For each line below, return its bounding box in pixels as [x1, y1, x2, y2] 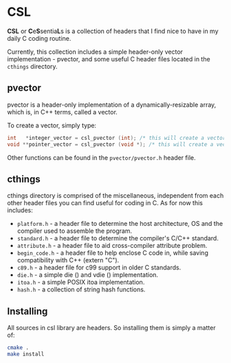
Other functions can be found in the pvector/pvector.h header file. [7, 153, 196, 162]
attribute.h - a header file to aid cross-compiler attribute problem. [16, 242, 208, 250]
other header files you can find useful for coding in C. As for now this [7, 199, 203, 207]
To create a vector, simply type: [7, 121, 97, 129]
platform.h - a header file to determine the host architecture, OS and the [16, 220, 223, 228]
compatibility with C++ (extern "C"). [16, 256, 120, 265]
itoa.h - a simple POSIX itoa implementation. [16, 278, 145, 287]
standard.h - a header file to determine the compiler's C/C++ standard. [16, 234, 219, 242]
